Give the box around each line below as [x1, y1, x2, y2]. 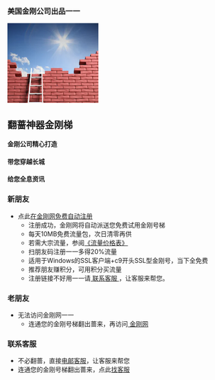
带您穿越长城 [7, 157, 45, 166]
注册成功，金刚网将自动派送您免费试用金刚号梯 [28, 220, 165, 229]
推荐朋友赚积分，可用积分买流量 [28, 264, 122, 274]
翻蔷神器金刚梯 [7, 118, 73, 130]
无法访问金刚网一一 [17, 311, 75, 320]
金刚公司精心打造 [7, 140, 57, 148]
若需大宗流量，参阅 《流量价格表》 [28, 238, 128, 247]
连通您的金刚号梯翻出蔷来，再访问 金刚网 [28, 320, 149, 328]
